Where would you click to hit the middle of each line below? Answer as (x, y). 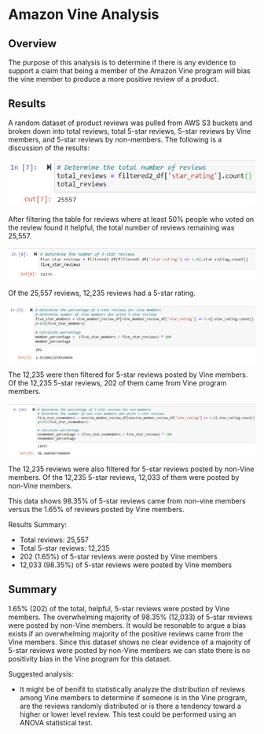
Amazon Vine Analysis (84, 15)
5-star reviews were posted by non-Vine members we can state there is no (129, 650)
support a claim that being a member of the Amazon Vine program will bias (129, 71)
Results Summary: (38, 524)
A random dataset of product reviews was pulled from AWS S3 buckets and (130, 123)
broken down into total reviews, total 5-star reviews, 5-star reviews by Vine (130, 131)
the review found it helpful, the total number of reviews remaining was (121, 228)
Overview (33, 44)
